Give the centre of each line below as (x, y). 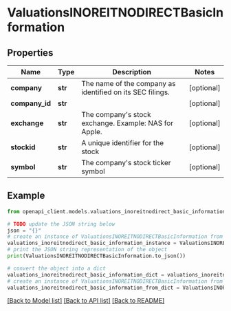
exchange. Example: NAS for (128, 123)
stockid (23, 147)
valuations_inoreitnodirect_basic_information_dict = (86, 275)
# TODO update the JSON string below (61, 224)
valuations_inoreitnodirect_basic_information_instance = (92, 243)
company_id (31, 103)
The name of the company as (129, 84)
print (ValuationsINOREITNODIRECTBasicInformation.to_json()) (97, 256)
